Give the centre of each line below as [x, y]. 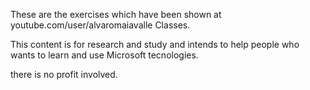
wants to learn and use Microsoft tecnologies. [104, 55]
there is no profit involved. [64, 74]
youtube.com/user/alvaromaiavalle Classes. [100, 25]
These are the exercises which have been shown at [116, 14]
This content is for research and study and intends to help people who [155, 44]
